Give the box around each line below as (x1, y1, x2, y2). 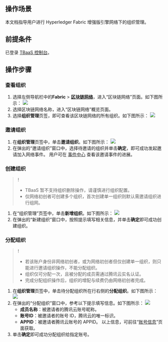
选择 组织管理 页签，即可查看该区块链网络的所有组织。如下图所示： (12, 113, 149, 119)
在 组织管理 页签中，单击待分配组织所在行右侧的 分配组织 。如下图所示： (12, 288, 158, 294)
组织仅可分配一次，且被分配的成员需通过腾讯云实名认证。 (25, 271, 144, 277)
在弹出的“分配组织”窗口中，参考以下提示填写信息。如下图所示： (12, 300, 144, 306)
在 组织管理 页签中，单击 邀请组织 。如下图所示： (12, 139, 109, 145)
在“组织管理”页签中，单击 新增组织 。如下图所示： (12, 210, 114, 216)
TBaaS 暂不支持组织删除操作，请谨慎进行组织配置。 (25, 187, 132, 193)
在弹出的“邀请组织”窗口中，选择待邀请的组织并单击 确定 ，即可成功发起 (12, 145, 157, 151)
